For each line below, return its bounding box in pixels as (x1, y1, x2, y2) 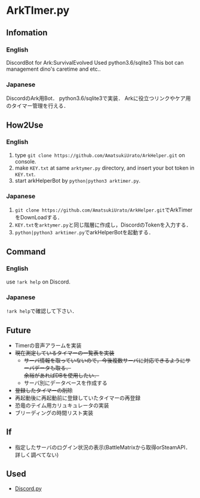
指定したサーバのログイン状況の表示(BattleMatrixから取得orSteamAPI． (14, 443, 191, 451)
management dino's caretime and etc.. (6, 65, 101, 73)
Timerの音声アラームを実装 (14, 342, 82, 349)
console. (14, 158, 36, 165)
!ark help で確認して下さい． (6, 307, 78, 315)
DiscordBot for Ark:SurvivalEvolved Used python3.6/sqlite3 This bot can (6, 59, 184, 66)
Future (6, 325, 32, 336)
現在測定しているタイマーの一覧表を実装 (14, 349, 115, 357)
